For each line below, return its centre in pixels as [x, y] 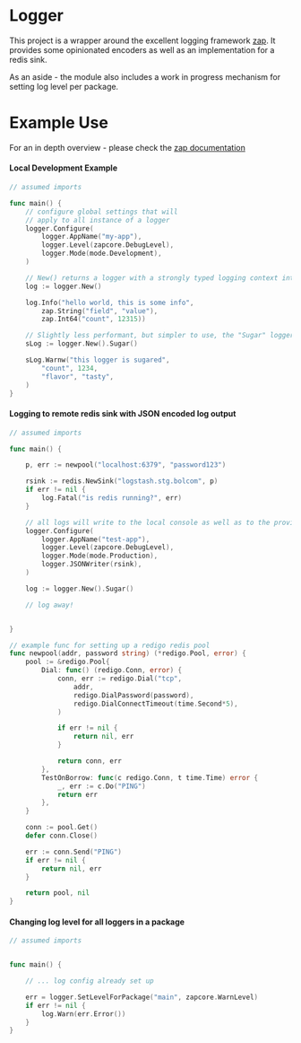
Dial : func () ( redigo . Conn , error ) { [112, 670]
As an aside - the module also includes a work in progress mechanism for [145, 76]
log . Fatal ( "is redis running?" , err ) [112, 498]
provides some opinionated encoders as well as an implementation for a [142, 49]
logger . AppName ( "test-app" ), [96, 539]
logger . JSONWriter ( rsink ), [92, 565]
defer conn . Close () [62, 836]
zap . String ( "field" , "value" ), [100, 311]
